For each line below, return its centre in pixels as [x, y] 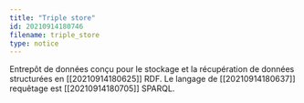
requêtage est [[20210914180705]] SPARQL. [92, 88]
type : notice [34, 43]
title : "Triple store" [52, 18]
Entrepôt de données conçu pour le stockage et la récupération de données [152, 69]
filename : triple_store [55, 35]
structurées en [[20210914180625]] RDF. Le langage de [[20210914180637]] [152, 79]
